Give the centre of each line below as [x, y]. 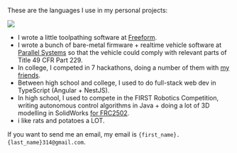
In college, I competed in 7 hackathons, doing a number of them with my [123, 68]
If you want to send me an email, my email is [72, 134]
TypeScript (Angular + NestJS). [64, 90]
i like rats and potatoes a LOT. [61, 121]
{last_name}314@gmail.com [45, 142]
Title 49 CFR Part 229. [50, 60]
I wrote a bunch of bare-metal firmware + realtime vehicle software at [120, 45]
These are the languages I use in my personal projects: [88, 10]
